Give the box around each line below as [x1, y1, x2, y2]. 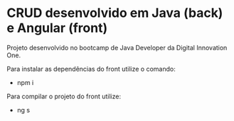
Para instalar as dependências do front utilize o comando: [6, 64, 176, 73]
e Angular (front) [6, 20, 108, 36]
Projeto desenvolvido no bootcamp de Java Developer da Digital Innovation [6, 43, 228, 52]
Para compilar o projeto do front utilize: [6, 92, 122, 100]
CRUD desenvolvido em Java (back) [6, 5, 223, 21]
